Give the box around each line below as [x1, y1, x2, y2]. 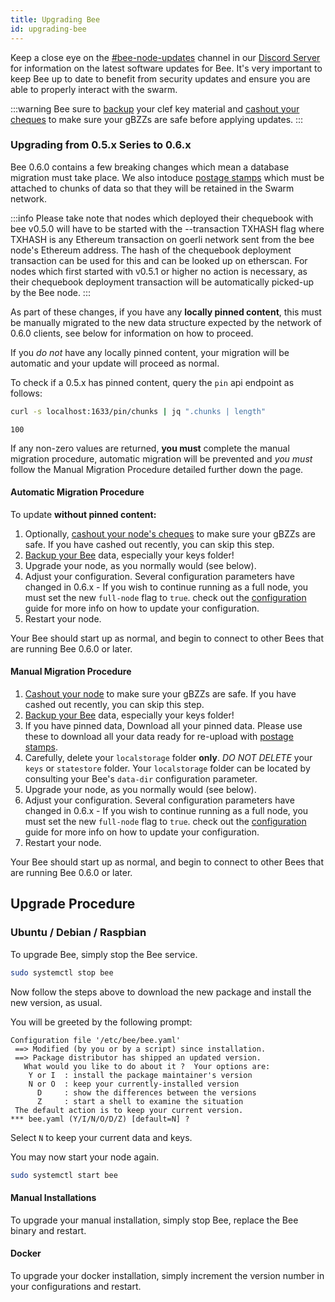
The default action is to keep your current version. [14, 1105, 244, 1115]
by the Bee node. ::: [10, 286, 91, 298]
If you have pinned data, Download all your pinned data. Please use [24, 720, 303, 732]
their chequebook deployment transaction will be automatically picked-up [10, 276, 315, 288]
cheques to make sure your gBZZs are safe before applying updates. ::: [10, 113, 304, 125]
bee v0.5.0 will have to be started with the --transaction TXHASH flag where [10, 222, 325, 235]
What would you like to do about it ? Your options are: [23, 1061, 271, 1071]
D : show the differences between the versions [36, 1087, 257, 1098]
